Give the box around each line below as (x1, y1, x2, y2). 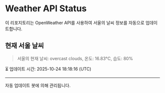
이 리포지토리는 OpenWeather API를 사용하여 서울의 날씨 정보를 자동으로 (5, 20, 145, 25)
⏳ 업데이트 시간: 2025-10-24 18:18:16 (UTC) (5, 66, 92, 71)
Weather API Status (5, 3, 87, 14)
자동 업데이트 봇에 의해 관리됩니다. (5, 82, 71, 88)
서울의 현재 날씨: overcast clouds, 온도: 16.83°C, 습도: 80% (17, 55, 134, 61)
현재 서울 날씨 (5, 42, 44, 50)
